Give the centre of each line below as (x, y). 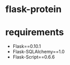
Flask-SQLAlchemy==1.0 (39, 52)
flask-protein (33, 9)
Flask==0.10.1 (27, 46)
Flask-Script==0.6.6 (34, 57)
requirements (34, 32)
